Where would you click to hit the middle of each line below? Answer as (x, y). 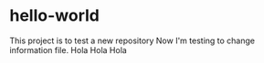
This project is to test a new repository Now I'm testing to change (132, 40)
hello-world (55, 16)
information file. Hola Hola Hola (69, 49)
